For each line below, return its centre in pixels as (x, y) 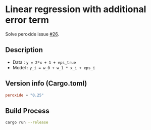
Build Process (27, 111)
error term (27, 20)
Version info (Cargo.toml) (46, 84)
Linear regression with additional (76, 9)
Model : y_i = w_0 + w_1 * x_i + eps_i (54, 67)
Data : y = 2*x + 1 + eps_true (44, 62)
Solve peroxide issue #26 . (32, 34)
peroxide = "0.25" (24, 95)
